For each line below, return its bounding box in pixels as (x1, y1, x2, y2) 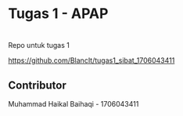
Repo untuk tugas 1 (8, 41, 70, 50)
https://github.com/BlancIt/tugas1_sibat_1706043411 (8, 56, 175, 65)
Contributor (8, 78, 66, 92)
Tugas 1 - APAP (8, 5, 109, 23)
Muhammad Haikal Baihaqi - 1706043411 (8, 100, 139, 109)
